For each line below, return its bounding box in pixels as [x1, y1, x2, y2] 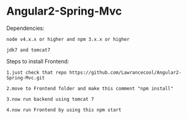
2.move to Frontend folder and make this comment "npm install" [6, 85, 174, 92]
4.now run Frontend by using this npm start [6, 107, 122, 113]
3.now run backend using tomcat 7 [6, 96, 95, 102]
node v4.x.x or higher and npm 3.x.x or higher [6, 36, 130, 42]
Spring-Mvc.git [6, 74, 45, 81]
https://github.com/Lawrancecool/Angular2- [69, 69, 182, 76]
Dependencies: [6, 24, 45, 32]
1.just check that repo [6, 69, 67, 76]
